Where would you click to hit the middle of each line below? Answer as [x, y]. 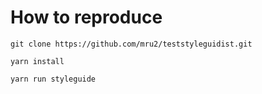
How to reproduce [86, 17]
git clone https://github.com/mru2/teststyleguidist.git [131, 44]
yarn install [37, 61]
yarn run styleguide [53, 79]
